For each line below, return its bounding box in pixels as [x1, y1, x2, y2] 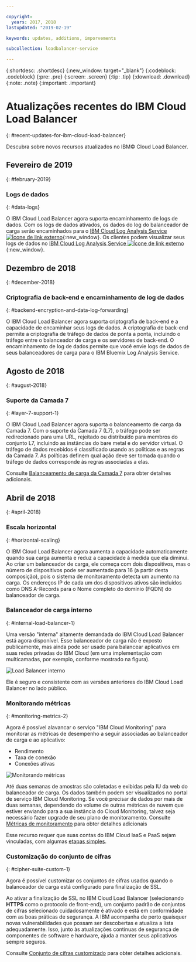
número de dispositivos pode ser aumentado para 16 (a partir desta [6, 566, 169, 573]
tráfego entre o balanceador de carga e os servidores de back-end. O [6, 336, 174, 344]
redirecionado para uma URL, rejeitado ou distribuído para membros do [6, 433, 178, 440]
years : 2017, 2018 [11, 19, 57, 25]
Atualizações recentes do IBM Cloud [6, 100, 187, 113]
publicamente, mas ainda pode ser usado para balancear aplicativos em [6, 643, 180, 650]
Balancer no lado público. [6, 684, 68, 692]
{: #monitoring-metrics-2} [6, 713, 68, 720]
